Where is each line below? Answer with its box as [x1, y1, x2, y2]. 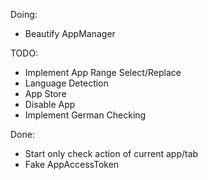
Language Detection [24, 77, 109, 89]
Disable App [24, 99, 76, 110]
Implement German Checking [24, 109, 147, 121]
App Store [24, 88, 67, 99]
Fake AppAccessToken [24, 159, 120, 170]
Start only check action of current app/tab [24, 148, 199, 159]
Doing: [10, 9, 38, 20]
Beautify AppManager [24, 28, 116, 39]
